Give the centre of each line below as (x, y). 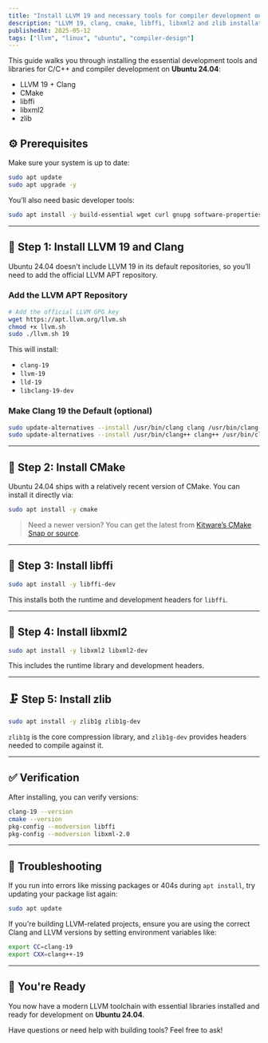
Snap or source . (54, 533)
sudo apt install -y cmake (53, 510)
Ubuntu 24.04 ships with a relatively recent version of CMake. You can (124, 487)
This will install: (33, 350)
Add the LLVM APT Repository (68, 295)
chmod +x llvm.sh (37, 327)
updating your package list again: (63, 894)
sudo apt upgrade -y (43, 184)
